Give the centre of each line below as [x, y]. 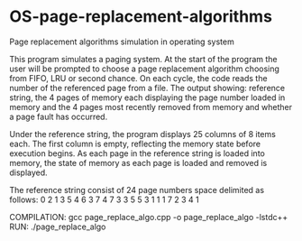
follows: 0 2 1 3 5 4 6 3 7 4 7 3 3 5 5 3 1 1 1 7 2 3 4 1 [105, 199]
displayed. [28, 172]
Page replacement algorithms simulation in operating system [122, 42]
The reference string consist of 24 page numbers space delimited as [137, 190]
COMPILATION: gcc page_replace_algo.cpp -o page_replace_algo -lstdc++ [149, 217]
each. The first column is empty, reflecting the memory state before [135, 144]
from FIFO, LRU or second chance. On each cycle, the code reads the [138, 78]
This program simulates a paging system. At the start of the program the [143, 59]
